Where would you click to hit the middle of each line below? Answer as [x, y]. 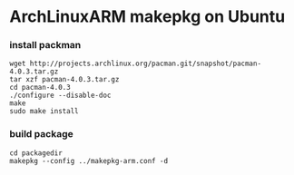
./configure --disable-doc [60, 96]
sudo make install [44, 112]
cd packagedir [36, 153]
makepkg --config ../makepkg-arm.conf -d [89, 160]
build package [42, 134]
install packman [45, 45]
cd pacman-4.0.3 [40, 88]
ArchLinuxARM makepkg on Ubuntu [147, 17]
